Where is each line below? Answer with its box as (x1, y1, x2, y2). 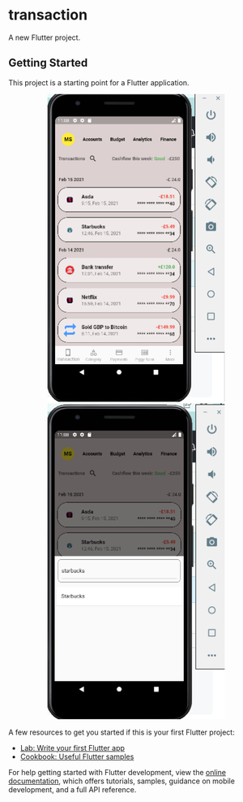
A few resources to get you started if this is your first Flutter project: (8, 727, 235, 737)
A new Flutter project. (8, 33, 81, 42)
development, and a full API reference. (8, 784, 137, 794)
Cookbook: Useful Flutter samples (19, 752, 134, 761)
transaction (8, 6, 87, 24)
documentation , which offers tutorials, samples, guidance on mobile (8, 776, 235, 786)
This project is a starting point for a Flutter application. (8, 77, 190, 87)
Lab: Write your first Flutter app (19, 743, 126, 752)
